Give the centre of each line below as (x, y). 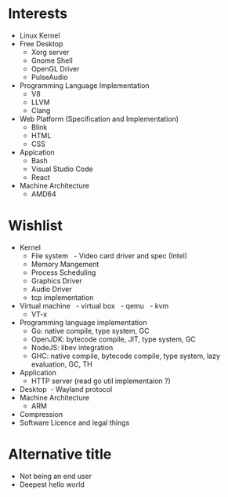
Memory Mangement (65, 264)
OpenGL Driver (55, 68)
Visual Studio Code (62, 169)
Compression (41, 414)
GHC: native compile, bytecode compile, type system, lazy (126, 356)
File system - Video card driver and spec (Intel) (109, 255)
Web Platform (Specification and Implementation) (99, 119)
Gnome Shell (52, 60)
